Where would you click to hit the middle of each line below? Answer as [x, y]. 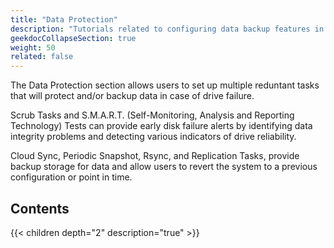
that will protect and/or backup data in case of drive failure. [132, 96]
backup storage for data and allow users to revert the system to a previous [164, 167]
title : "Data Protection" [64, 19]
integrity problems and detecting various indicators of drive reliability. [153, 137]
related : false [42, 57]
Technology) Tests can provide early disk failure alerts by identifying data [161, 126]
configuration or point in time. [71, 177]
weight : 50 [33, 47]
